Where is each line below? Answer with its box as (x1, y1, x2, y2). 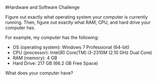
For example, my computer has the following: (5, 35, 99, 40)
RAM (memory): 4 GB (12, 55, 58, 61)
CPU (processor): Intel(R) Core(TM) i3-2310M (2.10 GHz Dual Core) (12, 50, 152, 55)
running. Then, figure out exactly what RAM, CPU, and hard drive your (5, 20, 151, 25)
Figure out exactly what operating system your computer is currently (5, 14, 148, 20)
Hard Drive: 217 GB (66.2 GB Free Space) (12, 60, 98, 66)
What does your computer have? (5, 70, 73, 76)
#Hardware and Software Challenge (5, 5, 80, 10)
